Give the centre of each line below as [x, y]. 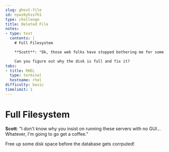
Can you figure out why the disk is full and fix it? [72, 61]
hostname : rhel [26, 80]
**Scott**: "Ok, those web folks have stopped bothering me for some [89, 52]
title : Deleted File [27, 24]
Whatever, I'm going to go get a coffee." [47, 134]
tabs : [11, 66]
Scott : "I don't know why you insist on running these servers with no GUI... [83, 128]
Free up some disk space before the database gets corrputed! [70, 144]
